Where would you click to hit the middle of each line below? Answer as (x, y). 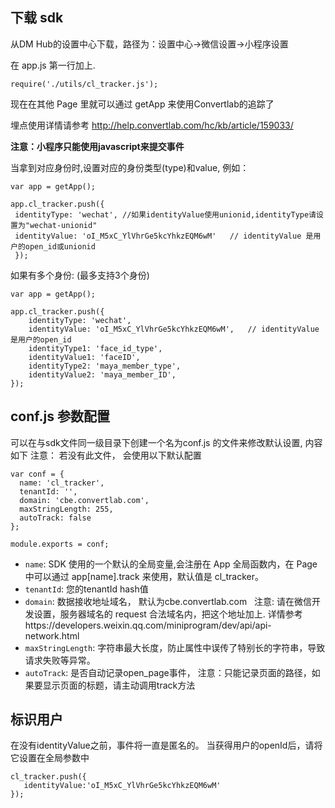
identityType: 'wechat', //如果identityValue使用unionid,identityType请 (165, 214)
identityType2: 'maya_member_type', (105, 366)
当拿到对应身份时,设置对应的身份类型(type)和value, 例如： (130, 167)
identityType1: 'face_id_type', (95, 348)
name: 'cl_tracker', (62, 483)
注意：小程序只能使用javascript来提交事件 (97, 146)
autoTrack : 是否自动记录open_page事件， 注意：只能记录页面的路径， (168, 672)
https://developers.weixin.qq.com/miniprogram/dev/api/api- (148, 625)
